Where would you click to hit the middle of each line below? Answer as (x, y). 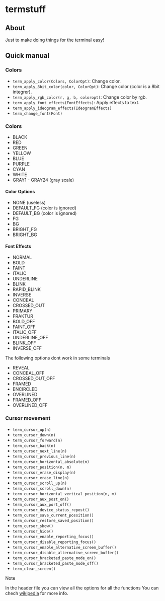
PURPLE (21, 164)
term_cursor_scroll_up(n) (39, 483)
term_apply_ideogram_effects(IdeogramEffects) (62, 108)
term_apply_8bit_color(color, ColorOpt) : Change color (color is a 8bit (86, 86)
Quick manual (27, 56)
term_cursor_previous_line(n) (44, 457)
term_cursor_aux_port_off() (42, 504)
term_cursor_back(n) (34, 446)
